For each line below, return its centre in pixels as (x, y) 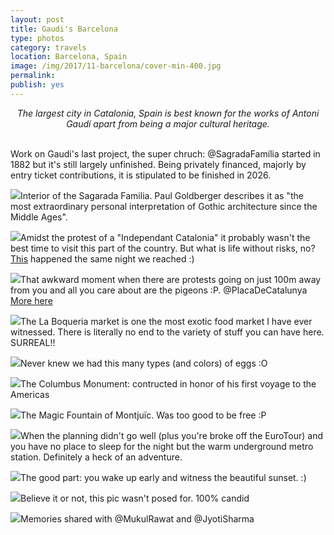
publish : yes (37, 85)
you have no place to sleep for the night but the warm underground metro (162, 446)
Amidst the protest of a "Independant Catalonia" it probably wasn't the (165, 237)
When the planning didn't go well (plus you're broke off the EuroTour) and (172, 435)
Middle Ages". (39, 217)
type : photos (37, 38)
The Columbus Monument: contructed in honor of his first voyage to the (168, 383)
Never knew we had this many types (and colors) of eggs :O (144, 363)
